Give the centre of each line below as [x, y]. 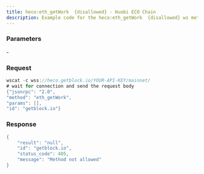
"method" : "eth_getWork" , [39, 97]
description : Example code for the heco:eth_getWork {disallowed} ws [97, 18]
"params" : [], [24, 103]
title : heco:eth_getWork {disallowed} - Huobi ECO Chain [81, 12]
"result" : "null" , [40, 143]
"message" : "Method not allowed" [59, 160]
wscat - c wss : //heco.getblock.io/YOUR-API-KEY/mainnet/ [78, 81]
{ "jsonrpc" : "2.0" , [31, 92]
